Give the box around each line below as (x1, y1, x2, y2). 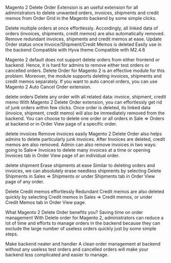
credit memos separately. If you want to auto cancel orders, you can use (5, 79, 158, 84)
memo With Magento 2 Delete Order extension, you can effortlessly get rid (5, 99, 162, 105)
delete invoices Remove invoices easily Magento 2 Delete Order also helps (5, 131, 162, 137)
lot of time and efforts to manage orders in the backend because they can (5, 220, 161, 226)
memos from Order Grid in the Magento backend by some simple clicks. (5, 15, 157, 21)
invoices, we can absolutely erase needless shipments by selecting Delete (5, 168, 162, 174)
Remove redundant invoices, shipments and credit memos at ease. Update (5, 36, 162, 42)
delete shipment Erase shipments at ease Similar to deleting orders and (5, 162, 155, 168)
